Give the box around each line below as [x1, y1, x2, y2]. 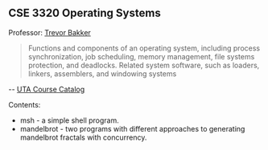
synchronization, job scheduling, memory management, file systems [27, 51, 255, 61]
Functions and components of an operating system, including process [27, 43, 260, 53]
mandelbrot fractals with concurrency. [19, 132, 147, 142]
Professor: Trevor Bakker [8, 27, 91, 37]
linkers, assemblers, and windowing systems [27, 68, 177, 79]
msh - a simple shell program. [19, 116, 119, 125]
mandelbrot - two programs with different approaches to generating [19, 124, 245, 133]
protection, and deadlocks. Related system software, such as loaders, [27, 60, 260, 70]
